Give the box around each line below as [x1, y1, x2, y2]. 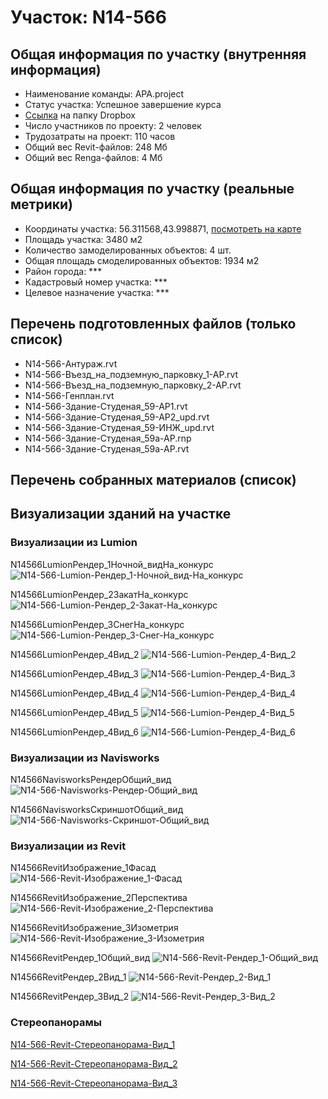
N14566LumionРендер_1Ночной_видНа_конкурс [10, 558, 214, 570]
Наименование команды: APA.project [24, 88, 185, 100]
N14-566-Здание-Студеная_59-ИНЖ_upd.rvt [24, 421, 215, 433]
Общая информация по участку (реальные [10, 181, 295, 198]
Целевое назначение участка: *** [24, 286, 170, 298]
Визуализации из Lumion [10, 536, 138, 550]
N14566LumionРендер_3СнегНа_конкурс [10, 618, 185, 630]
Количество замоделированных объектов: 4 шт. [24, 244, 232, 256]
